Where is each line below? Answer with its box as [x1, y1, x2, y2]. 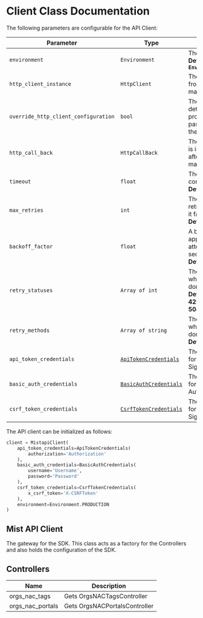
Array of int [120, 287, 158, 294]
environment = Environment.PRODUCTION [17, 501, 110, 507]
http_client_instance [9, 80, 71, 87]
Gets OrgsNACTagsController [64, 591, 148, 600]
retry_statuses [9, 287, 53, 294]
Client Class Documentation [6, 4, 150, 18]
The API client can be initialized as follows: [6, 428, 113, 435]
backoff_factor [9, 243, 53, 250]
